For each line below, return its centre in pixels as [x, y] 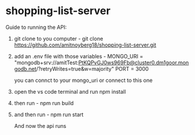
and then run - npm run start [49, 114]
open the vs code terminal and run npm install [70, 91]
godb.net [25, 68]
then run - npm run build [44, 103]
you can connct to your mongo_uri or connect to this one [83, 80]
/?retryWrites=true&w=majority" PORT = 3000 [92, 68]
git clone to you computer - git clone [58, 38]
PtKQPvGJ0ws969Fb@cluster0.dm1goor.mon [134, 62]
